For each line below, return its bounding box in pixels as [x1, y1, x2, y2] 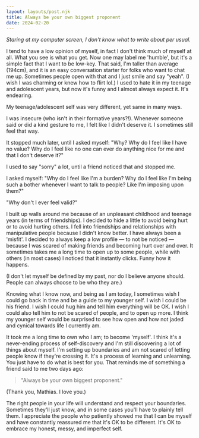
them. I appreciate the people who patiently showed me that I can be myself [6, 412, 192, 420]
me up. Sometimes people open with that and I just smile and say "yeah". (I [6, 73, 189, 80]
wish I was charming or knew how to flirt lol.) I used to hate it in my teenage [6, 79, 191, 86]
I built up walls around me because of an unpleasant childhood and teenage [6, 211, 192, 218]
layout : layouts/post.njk [6, 8, 70, 15]
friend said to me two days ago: [6, 365, 84, 373]
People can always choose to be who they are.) [6, 279, 123, 286]
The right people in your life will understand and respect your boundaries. [6, 400, 187, 407]
